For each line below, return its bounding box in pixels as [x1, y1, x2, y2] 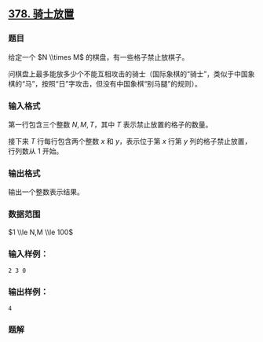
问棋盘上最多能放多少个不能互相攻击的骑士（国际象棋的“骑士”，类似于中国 [8, 69, 249, 79]
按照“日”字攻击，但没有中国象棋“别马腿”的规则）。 [42, 79, 202, 88]
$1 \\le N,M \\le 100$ [8, 227, 73, 237]
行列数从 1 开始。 [8, 146, 64, 156]
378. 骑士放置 [8, 7, 75, 21]
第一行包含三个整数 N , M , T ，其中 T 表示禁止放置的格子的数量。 [8, 120, 213, 129]
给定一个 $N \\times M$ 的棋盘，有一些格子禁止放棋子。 [8, 52, 189, 61]
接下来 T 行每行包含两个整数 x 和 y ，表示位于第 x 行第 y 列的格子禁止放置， [8, 136, 252, 145]
